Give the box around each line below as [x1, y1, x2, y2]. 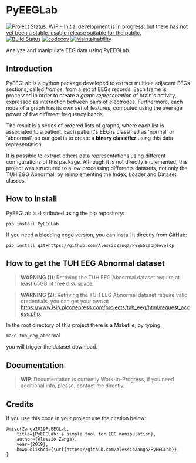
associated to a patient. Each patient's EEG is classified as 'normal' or [6, 128, 175, 135]
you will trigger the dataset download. [6, 343, 98, 350]
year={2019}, [16, 441, 49, 447]
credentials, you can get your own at [20, 298, 109, 305]
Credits [6, 399, 34, 409]
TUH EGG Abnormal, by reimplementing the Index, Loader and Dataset [6, 171, 177, 178]
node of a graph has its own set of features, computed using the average [6, 104, 183, 111]
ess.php [20, 310, 40, 317]
